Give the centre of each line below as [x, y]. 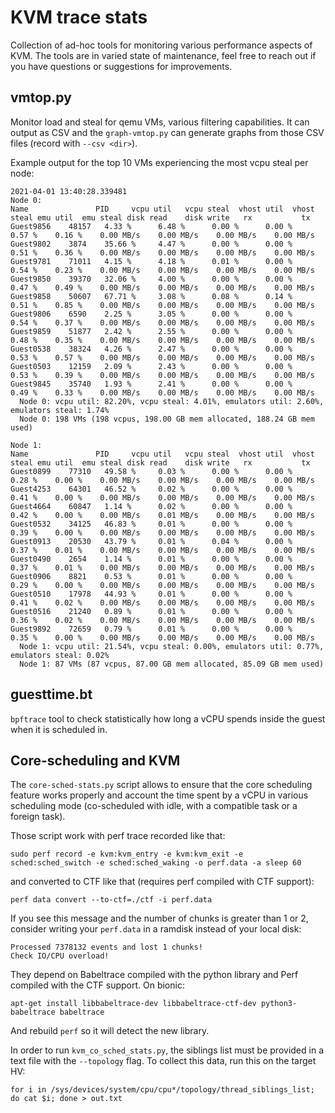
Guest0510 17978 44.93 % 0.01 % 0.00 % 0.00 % [151, 594]
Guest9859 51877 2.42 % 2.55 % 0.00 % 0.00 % [151, 331]
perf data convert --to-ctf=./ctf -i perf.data [111, 900]
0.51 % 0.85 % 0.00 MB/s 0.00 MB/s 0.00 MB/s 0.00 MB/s [162, 305]
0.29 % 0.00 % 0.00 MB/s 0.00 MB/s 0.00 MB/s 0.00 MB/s [162, 585]
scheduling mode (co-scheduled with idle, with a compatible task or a [154, 806]
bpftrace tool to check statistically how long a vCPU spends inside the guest [168, 718]
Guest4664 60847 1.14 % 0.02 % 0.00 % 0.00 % [151, 506]
